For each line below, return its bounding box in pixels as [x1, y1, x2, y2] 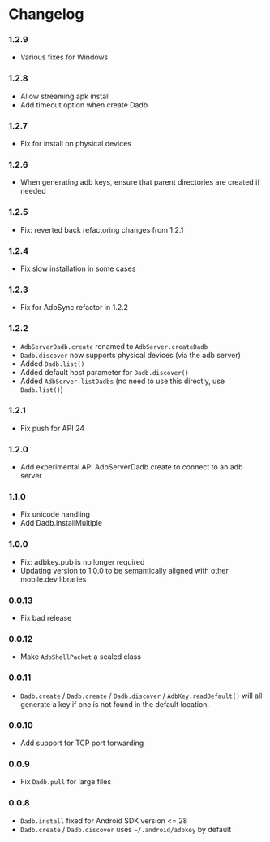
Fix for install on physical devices [19, 139, 132, 149]
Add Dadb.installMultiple [19, 518, 103, 528]
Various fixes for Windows [19, 52, 109, 62]
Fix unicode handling [19, 509, 91, 519]
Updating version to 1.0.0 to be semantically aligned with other [19, 565, 229, 575]
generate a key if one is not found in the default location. [19, 699, 209, 709]
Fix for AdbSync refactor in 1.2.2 [19, 303, 128, 312]
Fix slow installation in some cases [19, 264, 136, 273]
